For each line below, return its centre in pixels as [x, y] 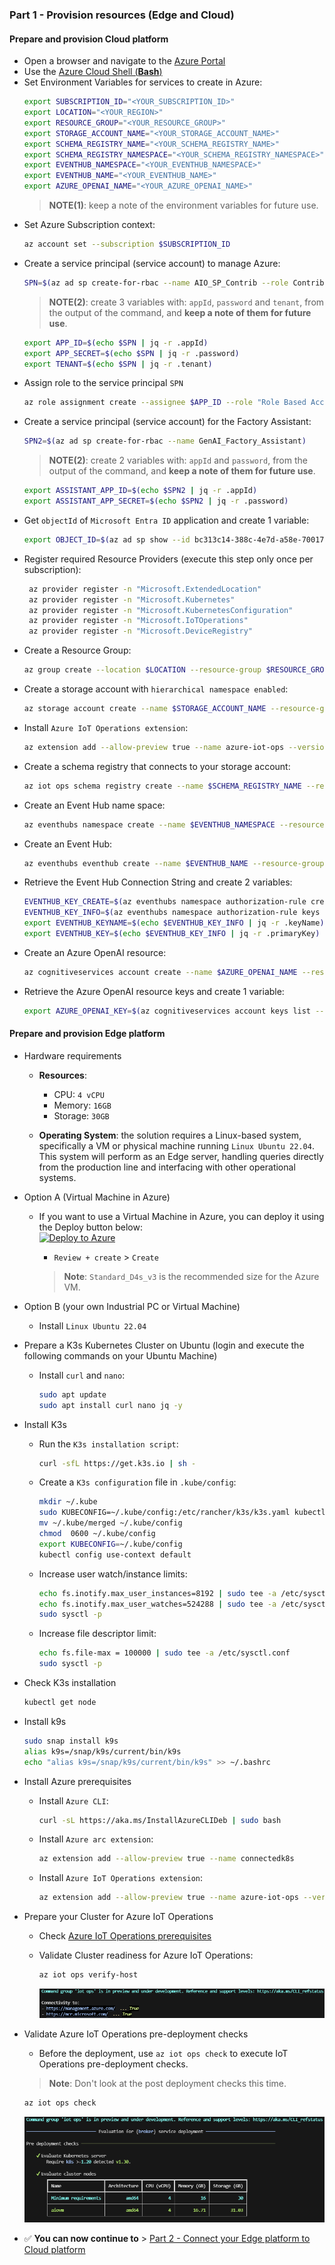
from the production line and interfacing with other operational [167, 1167]
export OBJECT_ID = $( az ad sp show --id [107, 539]
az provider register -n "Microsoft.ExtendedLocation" [145, 589]
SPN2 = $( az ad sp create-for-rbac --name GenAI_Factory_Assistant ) [165, 441]
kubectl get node [60, 1703]
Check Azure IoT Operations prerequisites [125, 1936]
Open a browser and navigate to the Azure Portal [124, 61]
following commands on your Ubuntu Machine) [120, 1355]
